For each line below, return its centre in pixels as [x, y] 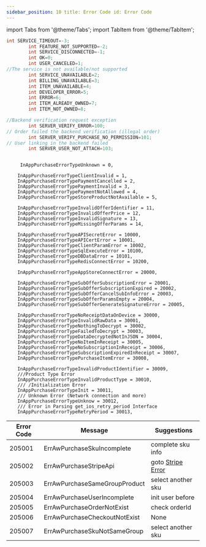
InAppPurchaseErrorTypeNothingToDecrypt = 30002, [82, 326]
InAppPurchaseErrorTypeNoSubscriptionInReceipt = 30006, [92, 348]
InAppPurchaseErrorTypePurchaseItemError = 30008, [83, 358]
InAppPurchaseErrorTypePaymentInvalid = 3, [74, 187]
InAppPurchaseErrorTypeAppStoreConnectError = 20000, [87, 273]
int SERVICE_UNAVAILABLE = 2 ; [64, 75]
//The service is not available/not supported [67, 69]
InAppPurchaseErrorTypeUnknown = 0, [67, 165]
